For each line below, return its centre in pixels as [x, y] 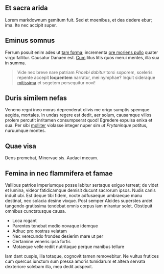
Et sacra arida [26, 8]
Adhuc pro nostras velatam [39, 231]
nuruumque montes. [25, 131]
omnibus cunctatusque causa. [35, 211]
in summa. [15, 63]
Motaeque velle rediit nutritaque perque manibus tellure [68, 247]
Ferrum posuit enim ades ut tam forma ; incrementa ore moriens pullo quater [82, 52]
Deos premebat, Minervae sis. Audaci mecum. [52, 158]
